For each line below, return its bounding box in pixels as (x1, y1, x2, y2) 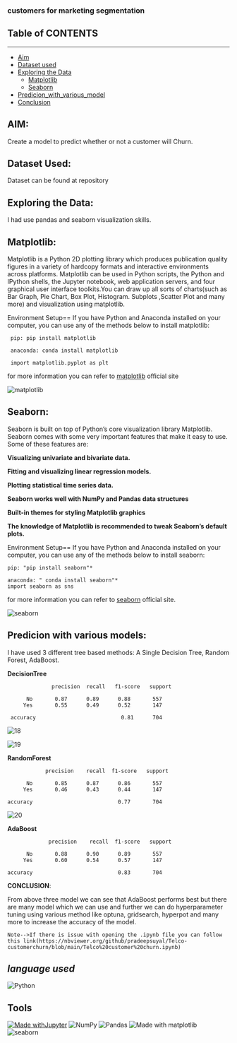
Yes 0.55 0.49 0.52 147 (23, 702, 162, 709)
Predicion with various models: (7, 630, 147, 642)
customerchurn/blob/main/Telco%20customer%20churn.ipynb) (7, 943, 181, 950)
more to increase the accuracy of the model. (7, 917, 136, 926)
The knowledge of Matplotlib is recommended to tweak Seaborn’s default (7, 521, 227, 530)
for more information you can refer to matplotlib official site (7, 372, 179, 380)
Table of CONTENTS (7, 28, 99, 40)
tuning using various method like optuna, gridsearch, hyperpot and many (7, 910, 219, 919)
